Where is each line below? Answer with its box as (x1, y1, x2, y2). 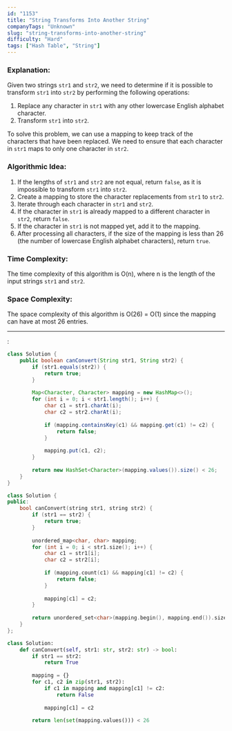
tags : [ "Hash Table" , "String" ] (7, 42, 100, 49)
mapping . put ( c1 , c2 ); (43, 448, 107, 455)
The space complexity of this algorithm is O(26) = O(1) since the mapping (7, 310, 216, 319)
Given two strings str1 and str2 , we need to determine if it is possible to (7, 81, 213, 89)
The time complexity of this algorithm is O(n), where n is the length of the (7, 270, 215, 278)
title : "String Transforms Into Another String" (7, 17, 150, 24)
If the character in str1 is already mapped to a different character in (17, 207, 211, 215)
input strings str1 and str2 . (7, 276, 85, 285)
